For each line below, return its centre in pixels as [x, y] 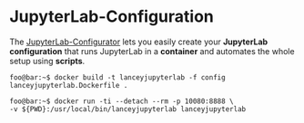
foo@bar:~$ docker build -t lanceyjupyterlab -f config [117, 77]
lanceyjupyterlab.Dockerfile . [69, 85]
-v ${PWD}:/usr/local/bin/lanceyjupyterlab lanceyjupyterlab [128, 109]
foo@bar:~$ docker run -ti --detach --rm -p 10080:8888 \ [122, 101]
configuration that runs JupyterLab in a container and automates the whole [152, 51]
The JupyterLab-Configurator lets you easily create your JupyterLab [139, 42]
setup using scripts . [47, 61]
